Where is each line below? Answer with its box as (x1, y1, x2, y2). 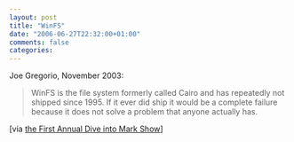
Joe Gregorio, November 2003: (9, 70, 124, 81)
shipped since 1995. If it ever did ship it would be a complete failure (30, 97, 278, 107)
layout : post (9, 12, 58, 22)
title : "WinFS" (9, 21, 66, 30)
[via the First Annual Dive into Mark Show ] (9, 123, 163, 134)
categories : (9, 46, 53, 55)
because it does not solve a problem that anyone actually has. (30, 106, 258, 117)
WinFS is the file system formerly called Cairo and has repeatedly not (30, 88, 285, 99)
